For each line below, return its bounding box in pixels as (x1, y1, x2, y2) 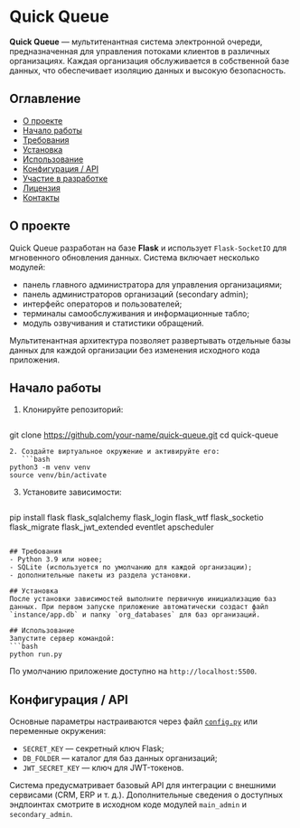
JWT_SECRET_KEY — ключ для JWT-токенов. (22, 762, 184, 774)
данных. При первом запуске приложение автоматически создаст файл (9, 603, 269, 612)
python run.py (9, 650, 63, 659)
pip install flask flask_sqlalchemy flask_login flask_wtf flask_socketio (9, 513, 264, 523)
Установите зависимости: (22, 486, 122, 498)
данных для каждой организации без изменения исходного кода (9, 344, 260, 355)
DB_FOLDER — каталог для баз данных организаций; (22, 753, 218, 764)
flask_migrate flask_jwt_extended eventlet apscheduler (9, 522, 214, 532)
